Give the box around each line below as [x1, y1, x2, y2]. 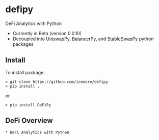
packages [12, 41, 34, 47]
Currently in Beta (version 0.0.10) [12, 30, 82, 36]
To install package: [5, 69, 45, 75]
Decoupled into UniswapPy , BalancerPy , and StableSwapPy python [12, 36, 154, 42]
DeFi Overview [5, 116, 53, 125]
